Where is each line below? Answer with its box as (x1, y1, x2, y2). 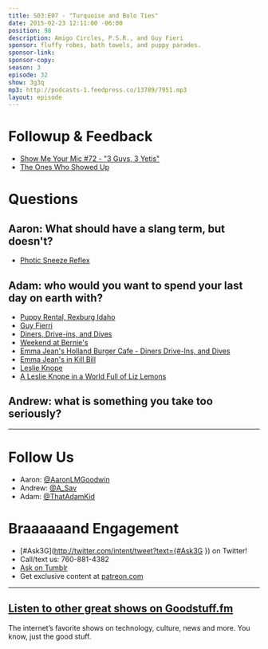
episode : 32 (8, 71, 48, 79)
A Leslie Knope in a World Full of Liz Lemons (19, 372, 167, 381)
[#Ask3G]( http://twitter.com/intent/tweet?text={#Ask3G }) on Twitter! (19, 545, 247, 555)
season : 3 (8, 64, 41, 72)
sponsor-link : (8, 49, 56, 57)
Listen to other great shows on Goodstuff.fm (8, 602, 234, 616)
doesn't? (8, 234, 53, 248)
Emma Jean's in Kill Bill (19, 355, 97, 364)
